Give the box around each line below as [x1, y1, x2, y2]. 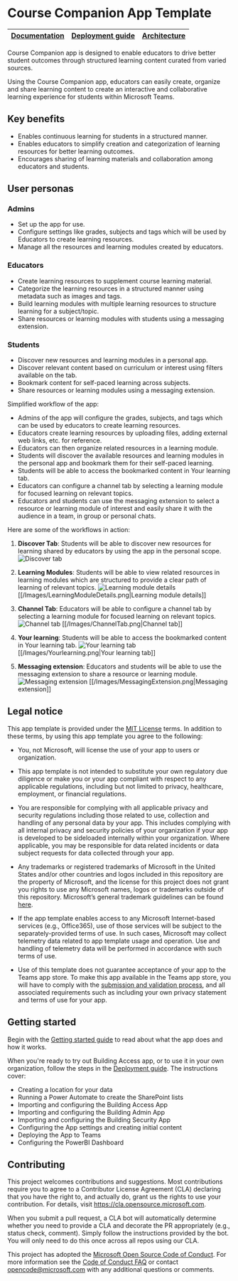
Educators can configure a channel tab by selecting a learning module [17, 482, 224, 490]
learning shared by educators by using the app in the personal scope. [17, 547, 222, 556]
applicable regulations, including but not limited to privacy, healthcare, [17, 782, 224, 790]
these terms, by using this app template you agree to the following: [7, 732, 203, 740]
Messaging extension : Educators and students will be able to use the [17, 662, 222, 671]
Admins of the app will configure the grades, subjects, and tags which [17, 414, 223, 422]
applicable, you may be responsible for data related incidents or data [17, 841, 220, 850]
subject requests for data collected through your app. [17, 848, 175, 857]
